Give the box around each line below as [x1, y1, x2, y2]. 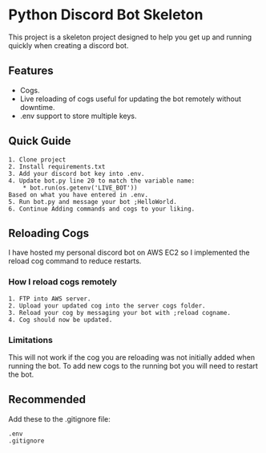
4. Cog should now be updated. [8, 316, 113, 324]
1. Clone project [8, 155, 66, 164]
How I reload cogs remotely [8, 276, 118, 288]
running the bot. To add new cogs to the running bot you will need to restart [8, 361, 259, 370]
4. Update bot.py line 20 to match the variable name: [8, 177, 195, 185]
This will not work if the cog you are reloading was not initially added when [8, 352, 256, 362]
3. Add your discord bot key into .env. [8, 169, 146, 178]
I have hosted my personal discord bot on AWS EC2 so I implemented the [8, 247, 250, 258]
